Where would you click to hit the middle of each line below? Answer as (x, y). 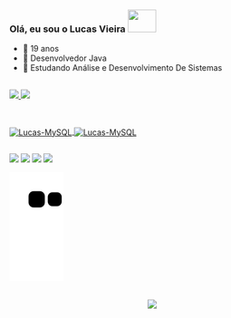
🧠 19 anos (41, 49)
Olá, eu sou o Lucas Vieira (67, 29)
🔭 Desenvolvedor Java (64, 58)
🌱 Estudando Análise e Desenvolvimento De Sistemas (122, 68)
